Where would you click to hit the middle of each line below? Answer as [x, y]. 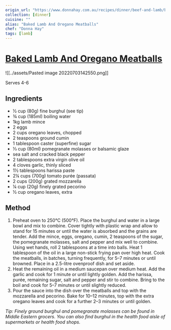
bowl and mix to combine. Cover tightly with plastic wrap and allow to [85, 226]
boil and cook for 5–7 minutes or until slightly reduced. [70, 285]
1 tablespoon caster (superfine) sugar [52, 143]
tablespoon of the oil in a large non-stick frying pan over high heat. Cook [89, 253]
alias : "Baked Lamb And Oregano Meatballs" [52, 24]
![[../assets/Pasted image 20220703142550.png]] [57, 73]
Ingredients [24, 99]
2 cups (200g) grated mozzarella [47, 181]
